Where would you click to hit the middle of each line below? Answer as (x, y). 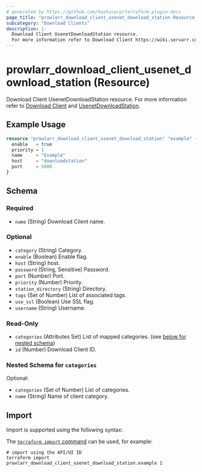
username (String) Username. (50, 308)
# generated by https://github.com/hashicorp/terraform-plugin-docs (94, 12)
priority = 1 (28, 150)
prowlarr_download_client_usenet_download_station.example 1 (84, 463)
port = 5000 (32, 167)
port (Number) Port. (40, 276)
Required (20, 208)
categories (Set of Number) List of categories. (72, 390)
